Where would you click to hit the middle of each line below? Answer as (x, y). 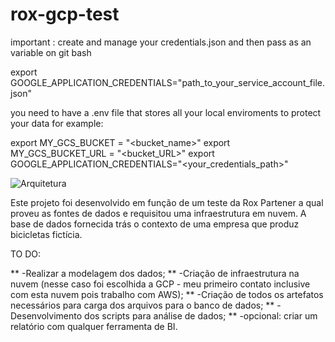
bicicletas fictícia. (46, 234)
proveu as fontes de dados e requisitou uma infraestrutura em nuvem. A (158, 213)
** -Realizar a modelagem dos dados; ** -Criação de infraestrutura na (155, 273)
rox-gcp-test (65, 14)
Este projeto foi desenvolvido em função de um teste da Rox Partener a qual (167, 202)
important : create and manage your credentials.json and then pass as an (161, 42)
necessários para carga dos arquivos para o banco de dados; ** (142, 305)
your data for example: (57, 123)
